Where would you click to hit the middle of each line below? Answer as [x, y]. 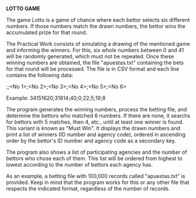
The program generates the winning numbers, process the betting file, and [97, 109]
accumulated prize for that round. [47, 32]
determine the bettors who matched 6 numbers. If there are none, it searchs [98, 115]
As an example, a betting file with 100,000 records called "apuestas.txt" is [96, 176]
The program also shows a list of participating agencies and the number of [97, 152]
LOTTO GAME [23, 9]
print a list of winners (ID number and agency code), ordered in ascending [96, 134]
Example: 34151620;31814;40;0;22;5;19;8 [56, 98]
